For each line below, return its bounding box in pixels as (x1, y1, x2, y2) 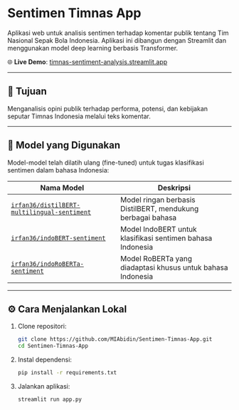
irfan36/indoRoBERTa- (11, 260, 84, 268)
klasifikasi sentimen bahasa (119, 233, 213, 243)
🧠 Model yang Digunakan (7, 139, 121, 151)
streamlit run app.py (17, 396, 82, 403)
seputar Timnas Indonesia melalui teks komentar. (7, 112, 151, 121)
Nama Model (40, 183, 85, 193)
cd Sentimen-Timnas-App (17, 342, 89, 350)
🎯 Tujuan (7, 86, 48, 98)
